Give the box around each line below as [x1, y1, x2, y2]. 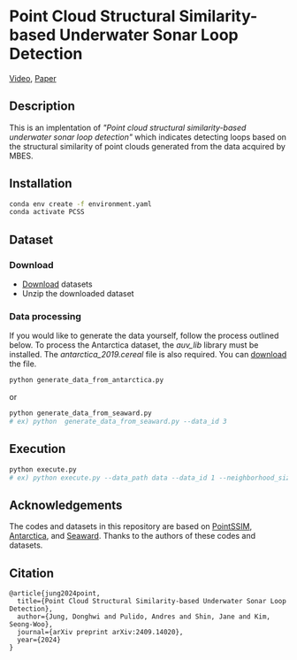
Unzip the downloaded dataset [21, 288, 134, 298]
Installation [9, 176, 72, 191]
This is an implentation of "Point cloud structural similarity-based [9, 122, 247, 133]
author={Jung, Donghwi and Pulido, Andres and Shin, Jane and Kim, [17, 612, 271, 621]
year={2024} [17, 635, 62, 645]
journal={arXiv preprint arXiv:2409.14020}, [17, 628, 184, 637]
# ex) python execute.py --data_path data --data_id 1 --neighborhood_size [9, 473, 294, 482]
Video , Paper [9, 73, 57, 83]
